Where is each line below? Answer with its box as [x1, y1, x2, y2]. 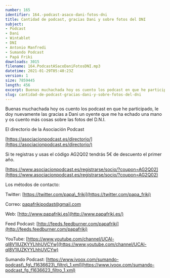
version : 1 [5, 73, 28, 78]
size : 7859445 [5, 78, 35, 83]
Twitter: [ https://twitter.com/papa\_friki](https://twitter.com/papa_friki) [5, 192, 151, 198]
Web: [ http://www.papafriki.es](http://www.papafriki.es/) [5, 211, 124, 217]
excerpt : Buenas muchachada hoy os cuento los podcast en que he [5, 87, 146, 92]
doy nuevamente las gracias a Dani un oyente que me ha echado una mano [5, 111, 162, 117]
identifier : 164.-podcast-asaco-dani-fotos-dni [5, 12, 108, 17]
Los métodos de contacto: [5, 181, 60, 188]
